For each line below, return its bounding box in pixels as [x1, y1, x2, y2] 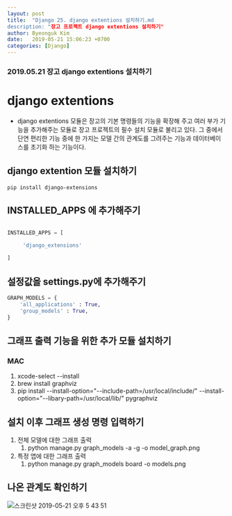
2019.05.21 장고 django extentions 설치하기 [7, 67, 152, 76]
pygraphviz [125, 394, 158, 403]
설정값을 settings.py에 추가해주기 [7, 275, 146, 287]
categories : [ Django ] [7, 42, 70, 49]
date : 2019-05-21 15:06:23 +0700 [7, 36, 110, 43]
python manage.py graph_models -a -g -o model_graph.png [27, 443, 200, 452]
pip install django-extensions [7, 184, 98, 191]
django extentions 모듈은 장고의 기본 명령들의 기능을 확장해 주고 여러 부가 [17, 116, 219, 125]
